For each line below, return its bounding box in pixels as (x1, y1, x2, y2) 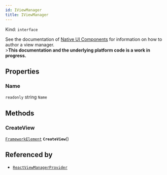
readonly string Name (5, 94, 47, 100)
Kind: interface (5, 26, 38, 32)
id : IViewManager (5, 7, 42, 13)
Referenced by (5, 151, 53, 159)
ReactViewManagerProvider (12, 165, 68, 170)
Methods (5, 109, 35, 117)
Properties (5, 67, 40, 76)
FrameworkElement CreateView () (5, 136, 70, 142)
